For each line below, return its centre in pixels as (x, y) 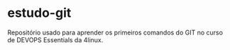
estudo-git (39, 13)
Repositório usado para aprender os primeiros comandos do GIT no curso (115, 32)
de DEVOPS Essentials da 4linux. (55, 39)
